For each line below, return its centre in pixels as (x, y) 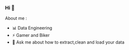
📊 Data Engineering (32, 28)
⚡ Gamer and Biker (31, 35)
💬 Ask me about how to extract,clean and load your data (68, 42)
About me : (16, 18)
